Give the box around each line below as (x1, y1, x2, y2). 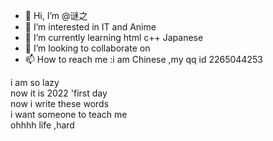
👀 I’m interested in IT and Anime (24, 21, 157, 33)
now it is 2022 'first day (10, 87, 108, 99)
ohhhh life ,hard (10, 119, 75, 131)
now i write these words (10, 98, 110, 109)
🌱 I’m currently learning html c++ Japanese (24, 32, 204, 43)
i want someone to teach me (10, 109, 128, 120)
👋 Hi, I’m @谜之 (24, 10, 88, 21)
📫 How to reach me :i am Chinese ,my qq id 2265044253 (24, 54, 263, 65)
